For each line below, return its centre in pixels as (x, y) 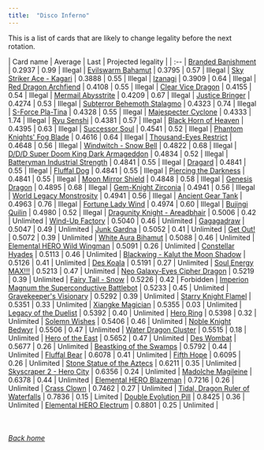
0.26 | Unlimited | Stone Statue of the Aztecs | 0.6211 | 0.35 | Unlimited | (125, 363)
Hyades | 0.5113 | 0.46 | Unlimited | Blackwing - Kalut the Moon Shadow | (127, 254)
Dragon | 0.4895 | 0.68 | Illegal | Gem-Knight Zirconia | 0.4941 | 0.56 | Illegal (132, 187)
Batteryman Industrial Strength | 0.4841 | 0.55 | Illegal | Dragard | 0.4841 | (127, 162)
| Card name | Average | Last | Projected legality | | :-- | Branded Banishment (132, 61)
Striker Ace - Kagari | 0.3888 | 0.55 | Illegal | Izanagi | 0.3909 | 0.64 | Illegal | (132, 78)
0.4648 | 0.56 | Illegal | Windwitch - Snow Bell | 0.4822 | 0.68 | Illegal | (123, 145)
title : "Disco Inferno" (49, 15)
